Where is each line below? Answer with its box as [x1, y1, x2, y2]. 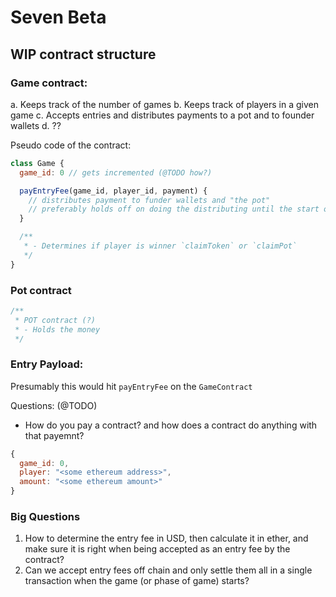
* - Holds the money [14, 324, 101, 335]
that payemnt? [24, 429, 85, 441]
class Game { [10, 158, 65, 168]
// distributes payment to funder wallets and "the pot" [28, 195, 271, 205]
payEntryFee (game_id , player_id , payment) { [19, 186, 208, 196]
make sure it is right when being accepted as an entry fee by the [24, 543, 291, 555]
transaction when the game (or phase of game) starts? [24, 575, 250, 587]
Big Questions [10, 510, 81, 524]
